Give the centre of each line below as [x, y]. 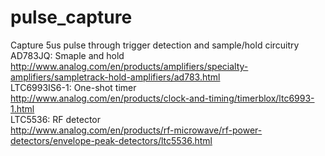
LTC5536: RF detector [55, 119]
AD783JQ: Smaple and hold [67, 55]
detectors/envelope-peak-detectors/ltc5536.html [111, 140]
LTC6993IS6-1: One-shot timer [73, 87]
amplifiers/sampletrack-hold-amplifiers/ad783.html [115, 77]
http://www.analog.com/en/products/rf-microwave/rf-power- [136, 130]
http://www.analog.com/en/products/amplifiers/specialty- [129, 66]
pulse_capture [71, 17]
